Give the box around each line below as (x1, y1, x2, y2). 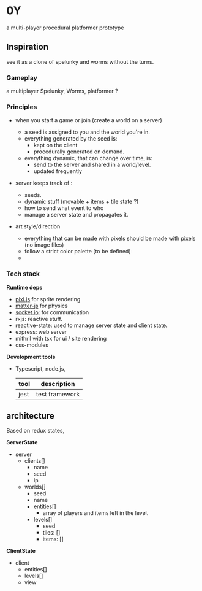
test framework (36, 390, 80, 398)
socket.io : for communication (15, 308, 89, 316)
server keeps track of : (15, 179, 73, 187)
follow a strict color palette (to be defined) (24, 248, 131, 255)
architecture (6, 411, 55, 421)
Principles (6, 102, 37, 111)
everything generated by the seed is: (24, 135, 118, 142)
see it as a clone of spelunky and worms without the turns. (6, 58, 154, 65)
